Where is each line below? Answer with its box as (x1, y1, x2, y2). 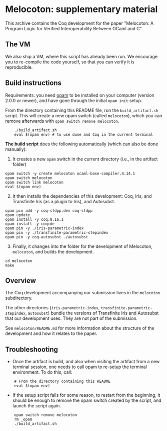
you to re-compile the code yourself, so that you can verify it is (5, 59, 135, 65)
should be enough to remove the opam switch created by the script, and (12, 397, 161, 403)
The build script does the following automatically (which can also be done (5, 141, 158, 147)
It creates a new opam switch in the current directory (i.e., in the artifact (12, 156, 158, 162)
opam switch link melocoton (5, 180, 64, 185)
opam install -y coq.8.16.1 (5, 217, 64, 222)
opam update (5, 212, 30, 217)
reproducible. (5, 64, 33, 70)
